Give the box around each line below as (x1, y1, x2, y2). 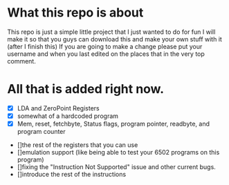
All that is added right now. (7, 81, 165, 97)
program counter (17, 128, 66, 136)
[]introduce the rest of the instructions (17, 171, 127, 179)
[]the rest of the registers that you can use (17, 141, 138, 149)
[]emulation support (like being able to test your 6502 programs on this (17, 148, 220, 157)
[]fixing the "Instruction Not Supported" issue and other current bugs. (17, 163, 216, 171)
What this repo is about (7, 5, 144, 21)
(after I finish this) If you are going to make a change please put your (7, 42, 203, 50)
